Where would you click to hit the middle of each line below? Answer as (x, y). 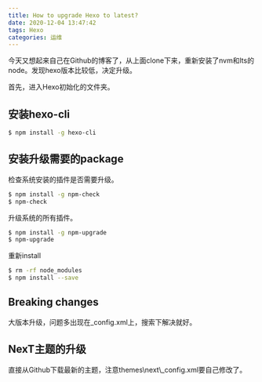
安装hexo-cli (39, 114)
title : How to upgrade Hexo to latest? (73, 15)
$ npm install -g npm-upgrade (58, 232)
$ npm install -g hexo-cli (52, 133)
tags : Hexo (26, 30)
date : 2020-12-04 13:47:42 (52, 23)
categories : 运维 (35, 37)
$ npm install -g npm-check (54, 194)
